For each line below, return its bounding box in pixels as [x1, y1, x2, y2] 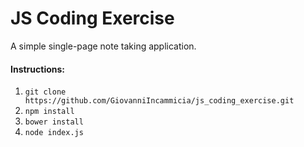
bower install [24, 117, 84, 127]
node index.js [24, 128, 84, 138]
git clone [24, 87, 67, 97]
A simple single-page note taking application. [10, 40, 197, 52]
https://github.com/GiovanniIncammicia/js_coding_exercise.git [24, 96, 295, 106]
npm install [24, 107, 75, 117]
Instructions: [10, 63, 66, 75]
